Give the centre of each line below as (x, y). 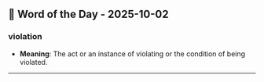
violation (25, 37)
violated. (33, 62)
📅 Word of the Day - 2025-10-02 (88, 14)
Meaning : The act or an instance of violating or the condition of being (132, 53)
